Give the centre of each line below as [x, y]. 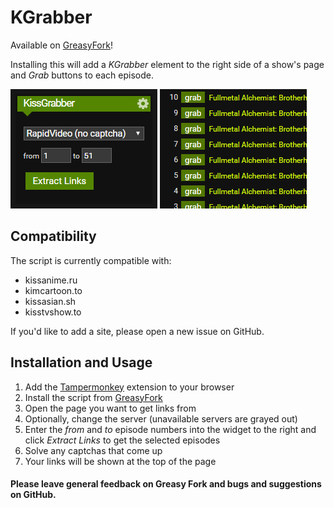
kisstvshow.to [53, 312]
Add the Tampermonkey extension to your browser [129, 387]
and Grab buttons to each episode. [82, 75]
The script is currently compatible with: [91, 260]
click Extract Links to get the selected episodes [122, 440]
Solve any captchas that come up [93, 450]
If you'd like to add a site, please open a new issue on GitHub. [137, 331]
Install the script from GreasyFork [93, 397]
